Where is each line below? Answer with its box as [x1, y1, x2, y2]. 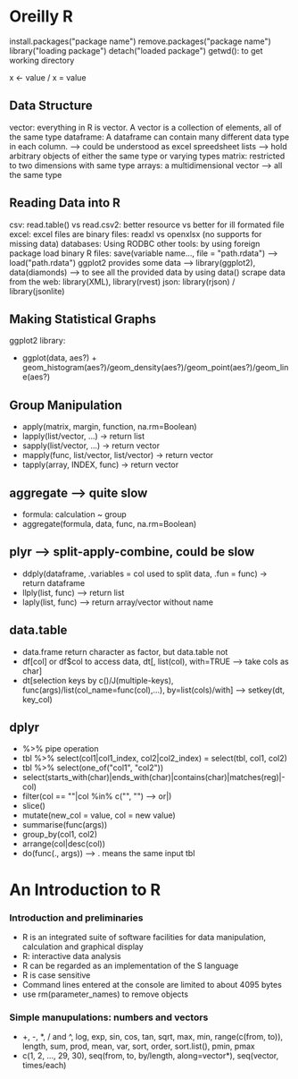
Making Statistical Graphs [9, 311, 156, 327]
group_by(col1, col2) [21, 829, 98, 840]
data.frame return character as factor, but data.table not [21, 646, 228, 657]
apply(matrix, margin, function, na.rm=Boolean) [21, 421, 198, 432]
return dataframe [21, 577, 86, 588]
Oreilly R [9, 6, 73, 27]
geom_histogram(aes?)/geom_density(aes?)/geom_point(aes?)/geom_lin [21, 362, 289, 373]
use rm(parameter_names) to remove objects [21, 989, 189, 999]
